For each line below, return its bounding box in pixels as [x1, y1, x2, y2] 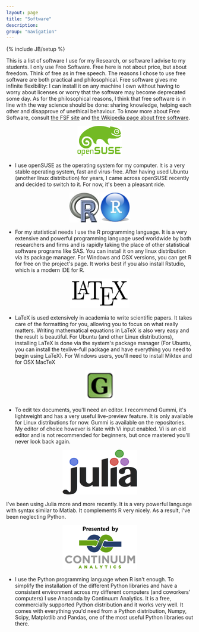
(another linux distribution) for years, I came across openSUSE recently [14, 175, 189, 182]
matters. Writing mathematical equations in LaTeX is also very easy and [14, 327, 189, 334]
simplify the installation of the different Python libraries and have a [14, 582, 178, 590]
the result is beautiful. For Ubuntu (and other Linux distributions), [14, 333, 174, 340]
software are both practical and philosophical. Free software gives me [6, 76, 177, 83]
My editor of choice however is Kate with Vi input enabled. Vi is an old [14, 425, 186, 432]
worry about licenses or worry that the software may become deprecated [6, 89, 186, 96]
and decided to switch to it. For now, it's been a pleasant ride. [14, 181, 166, 188]
